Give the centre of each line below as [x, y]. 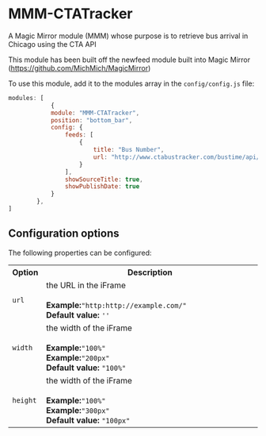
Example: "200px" [78, 357]
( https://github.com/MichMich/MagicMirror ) [80, 68]
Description [150, 272]
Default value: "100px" [88, 420]
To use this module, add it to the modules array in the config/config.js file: [131, 83]
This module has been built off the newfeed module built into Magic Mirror [129, 60]
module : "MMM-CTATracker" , [95, 113]
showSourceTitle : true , [104, 179]
